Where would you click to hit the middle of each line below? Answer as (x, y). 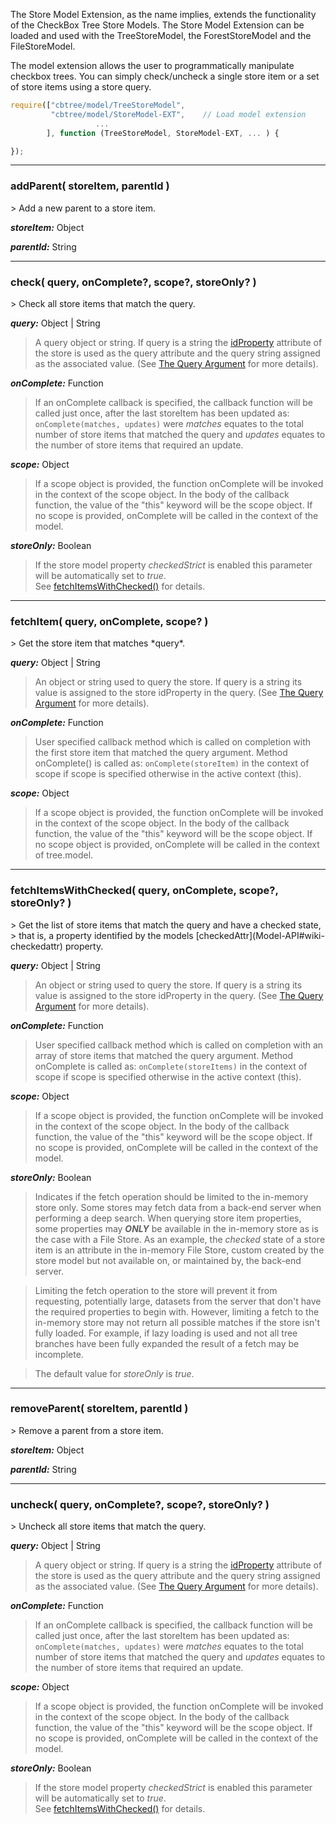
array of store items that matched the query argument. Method (164, 1055)
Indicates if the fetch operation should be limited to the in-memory (171, 1196)
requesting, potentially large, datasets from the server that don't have (178, 1301)
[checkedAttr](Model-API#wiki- (260, 935)
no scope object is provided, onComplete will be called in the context (177, 845)
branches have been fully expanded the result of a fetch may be (167, 1343)
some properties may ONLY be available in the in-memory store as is (176, 1228)
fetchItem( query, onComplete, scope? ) (109, 621)
